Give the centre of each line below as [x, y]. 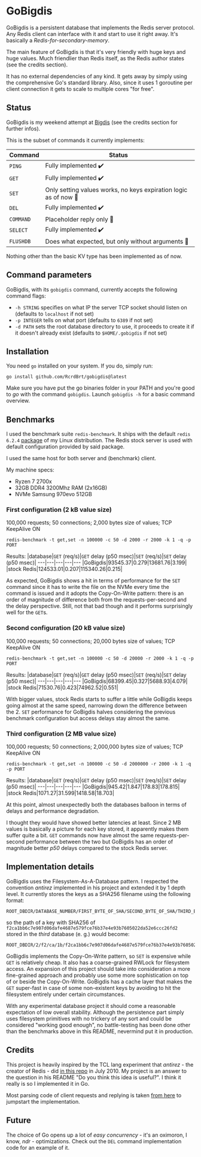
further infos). [23, 128]
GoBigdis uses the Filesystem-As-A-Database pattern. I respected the [92, 881]
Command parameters [49, 275]
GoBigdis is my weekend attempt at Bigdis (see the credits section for [92, 122]
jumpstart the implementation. [43, 1101]
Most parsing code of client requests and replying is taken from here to [94, 1095]
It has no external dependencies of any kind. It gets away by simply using [97, 76]
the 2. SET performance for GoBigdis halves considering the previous [91, 712]
